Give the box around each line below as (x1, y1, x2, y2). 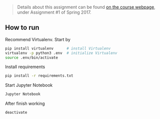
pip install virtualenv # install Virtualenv (5, 46, 111, 51)
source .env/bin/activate (5, 55, 58, 60)
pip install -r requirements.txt (5, 73, 74, 78)
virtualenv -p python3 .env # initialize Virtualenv (5, 50, 118, 55)
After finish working (5, 100, 45, 107)
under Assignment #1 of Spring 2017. (17, 9, 92, 15)
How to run (5, 24, 40, 32)
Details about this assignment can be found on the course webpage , (17, 4, 156, 10)
